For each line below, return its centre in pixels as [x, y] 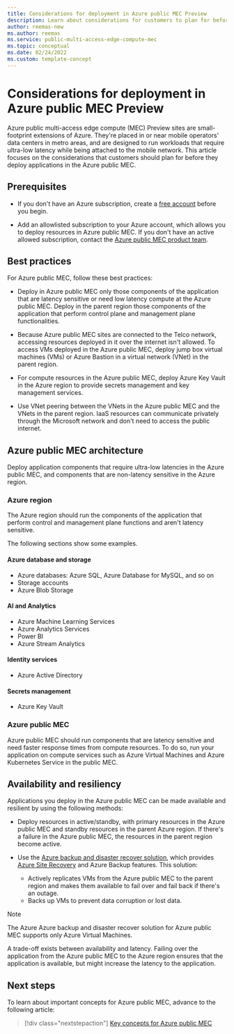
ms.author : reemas [34, 33]
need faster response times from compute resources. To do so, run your [111, 747]
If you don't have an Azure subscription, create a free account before [117, 204]
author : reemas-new [36, 27]
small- [206, 128]
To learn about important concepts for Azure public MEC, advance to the [111, 1003]
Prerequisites [37, 187]
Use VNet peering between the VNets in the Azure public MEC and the [118, 406]
